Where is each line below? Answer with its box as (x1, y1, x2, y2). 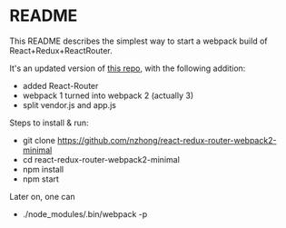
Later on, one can (9, 191, 75, 202)
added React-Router (22, 80, 99, 91)
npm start (22, 173, 59, 184)
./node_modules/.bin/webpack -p (22, 208, 148, 219)
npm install (22, 164, 64, 174)
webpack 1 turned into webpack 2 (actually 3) (22, 90, 193, 101)
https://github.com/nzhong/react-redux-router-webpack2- (57, 134, 277, 145)
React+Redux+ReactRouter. (9, 45, 113, 55)
